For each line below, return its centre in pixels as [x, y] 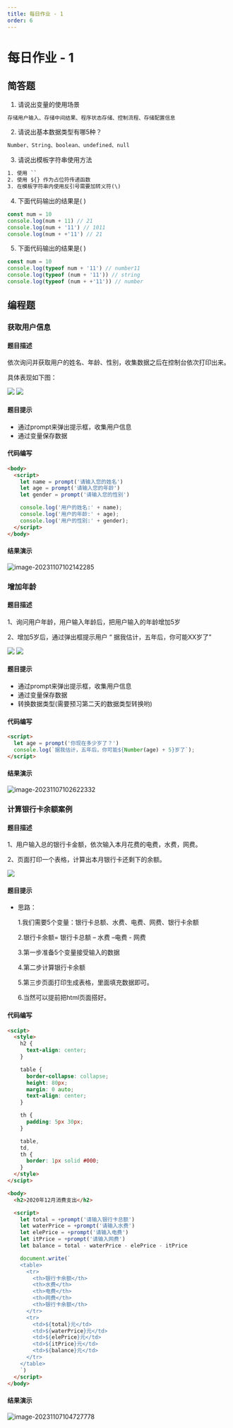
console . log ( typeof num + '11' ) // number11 [74, 269]
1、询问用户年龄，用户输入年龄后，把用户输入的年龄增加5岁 [94, 622]
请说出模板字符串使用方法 [55, 160]
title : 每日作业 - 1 [35, 14]
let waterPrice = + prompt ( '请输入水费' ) [78, 1226]
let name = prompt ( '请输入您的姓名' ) [72, 482]
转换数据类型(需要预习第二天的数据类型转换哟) [85, 704]
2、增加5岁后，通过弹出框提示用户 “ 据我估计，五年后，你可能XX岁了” [109, 637]
